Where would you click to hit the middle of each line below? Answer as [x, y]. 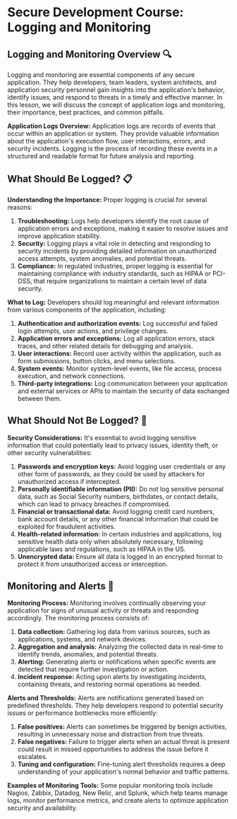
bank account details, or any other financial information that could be [118, 519]
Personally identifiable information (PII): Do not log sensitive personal [121, 489]
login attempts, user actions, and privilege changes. [93, 331]
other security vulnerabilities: [50, 452]
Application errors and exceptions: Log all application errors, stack [116, 338]
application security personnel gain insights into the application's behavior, [116, 90]
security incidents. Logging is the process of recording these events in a [112, 148]
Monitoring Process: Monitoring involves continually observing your [107, 603]
